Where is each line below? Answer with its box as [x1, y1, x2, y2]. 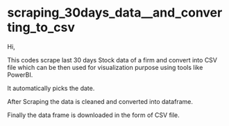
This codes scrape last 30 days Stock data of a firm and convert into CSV [7, 55, 217, 64]
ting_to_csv [7, 19, 75, 35]
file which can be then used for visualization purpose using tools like [7, 63, 203, 71]
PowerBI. [7, 71, 33, 79]
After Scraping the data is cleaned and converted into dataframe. [7, 97, 193, 105]
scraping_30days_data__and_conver [7, 5, 223, 21]
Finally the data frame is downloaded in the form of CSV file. [7, 111, 180, 119]
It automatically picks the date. [7, 84, 95, 92]
